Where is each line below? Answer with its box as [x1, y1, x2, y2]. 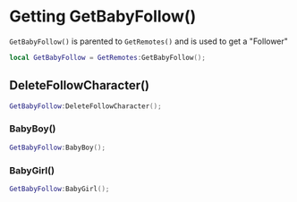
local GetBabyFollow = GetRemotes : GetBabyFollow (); [9, 53, 206, 62]
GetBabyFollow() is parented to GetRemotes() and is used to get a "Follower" [9, 36, 289, 46]
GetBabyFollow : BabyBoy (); [9, 143, 106, 152]
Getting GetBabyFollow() [9, 6, 197, 27]
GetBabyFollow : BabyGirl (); [9, 184, 110, 193]
